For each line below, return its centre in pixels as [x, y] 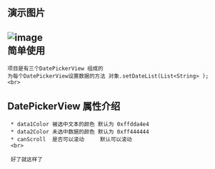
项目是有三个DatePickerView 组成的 [55, 69]
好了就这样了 [26, 160]
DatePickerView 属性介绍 [64, 106]
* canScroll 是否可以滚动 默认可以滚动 [71, 140]
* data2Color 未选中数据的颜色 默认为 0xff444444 [80, 132]
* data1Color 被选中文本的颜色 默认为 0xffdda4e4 [80, 124]
